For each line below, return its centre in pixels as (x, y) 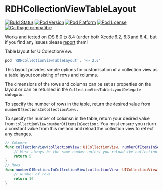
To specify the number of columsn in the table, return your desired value (78, 118)
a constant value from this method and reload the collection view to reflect (80, 128)
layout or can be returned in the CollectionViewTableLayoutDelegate (73, 89)
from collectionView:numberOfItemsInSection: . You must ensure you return (81, 123)
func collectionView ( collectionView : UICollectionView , (63, 147)
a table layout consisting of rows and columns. (51, 75)
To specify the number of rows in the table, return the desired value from (78, 104)
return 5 (23, 156)
